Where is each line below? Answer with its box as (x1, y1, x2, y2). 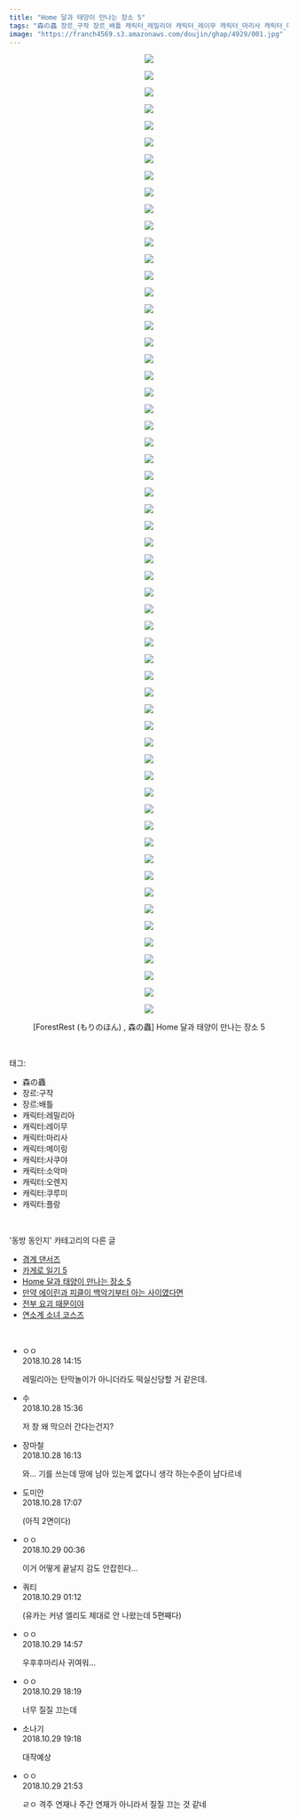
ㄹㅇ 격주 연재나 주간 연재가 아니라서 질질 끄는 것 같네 (21, 1799, 207, 1810)
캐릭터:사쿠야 (21, 1155, 68, 1165)
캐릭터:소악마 (21, 1165, 68, 1176)
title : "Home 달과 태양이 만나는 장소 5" (9, 12, 146, 22)
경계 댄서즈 (21, 1254, 61, 1265)
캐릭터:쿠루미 (21, 1188, 68, 1198)
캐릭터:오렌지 (21, 1177, 68, 1188)
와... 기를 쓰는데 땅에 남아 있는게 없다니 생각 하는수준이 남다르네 (21, 1469, 242, 1479)
